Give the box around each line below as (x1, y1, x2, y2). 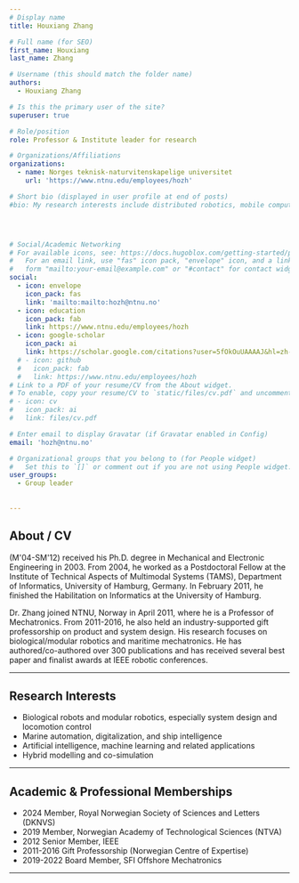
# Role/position (9, 126, 69, 136)
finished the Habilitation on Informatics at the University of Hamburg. (9, 589, 262, 601)
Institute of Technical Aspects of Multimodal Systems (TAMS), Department (9, 571, 282, 581)
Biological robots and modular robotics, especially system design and (21, 712, 278, 723)
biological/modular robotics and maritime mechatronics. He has (9, 636, 242, 646)
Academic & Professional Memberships (9, 784, 233, 799)
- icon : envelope (17, 281, 82, 290)
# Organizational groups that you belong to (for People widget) (9, 454, 256, 463)
